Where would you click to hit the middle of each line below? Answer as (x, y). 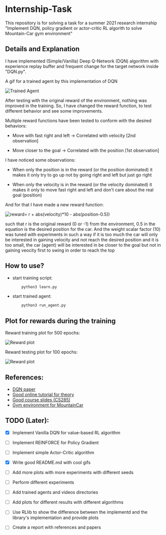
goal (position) (27, 195)
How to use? (25, 266)
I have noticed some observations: (40, 160)
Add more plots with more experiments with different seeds (73, 472)
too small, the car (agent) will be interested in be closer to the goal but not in (83, 245)
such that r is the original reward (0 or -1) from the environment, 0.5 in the (80, 224)
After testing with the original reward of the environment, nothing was (76, 100)
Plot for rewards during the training (60, 321)
